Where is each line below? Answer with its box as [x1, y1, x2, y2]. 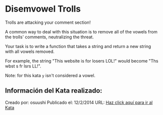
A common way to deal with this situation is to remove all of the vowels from [5, 29, 158, 34]
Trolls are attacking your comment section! [5, 19, 91, 25]
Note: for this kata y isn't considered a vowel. [5, 72, 96, 78]
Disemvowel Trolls [5, 3, 81, 15]
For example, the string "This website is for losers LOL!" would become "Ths [5, 58, 159, 64]
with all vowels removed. [5, 49, 54, 54]
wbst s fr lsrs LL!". [5, 63, 41, 69]
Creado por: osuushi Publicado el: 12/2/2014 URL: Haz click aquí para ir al [5, 99, 153, 105]
